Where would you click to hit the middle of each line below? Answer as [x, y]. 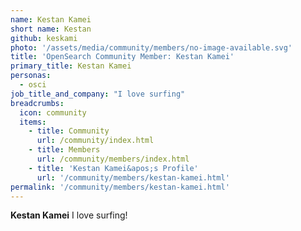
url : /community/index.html [95, 141]
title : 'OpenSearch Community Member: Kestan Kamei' [122, 57]
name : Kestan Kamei [51, 19]
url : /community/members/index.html [113, 159]
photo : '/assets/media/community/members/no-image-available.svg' [151, 47]
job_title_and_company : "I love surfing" [98, 94]
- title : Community [69, 131]
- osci [33, 85]
